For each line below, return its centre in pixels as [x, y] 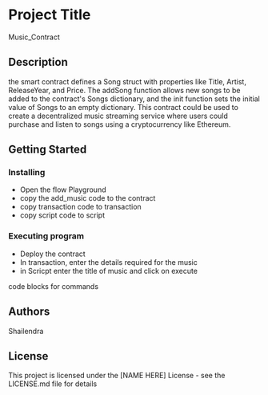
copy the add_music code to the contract [88, 198]
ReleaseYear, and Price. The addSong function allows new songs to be [124, 90]
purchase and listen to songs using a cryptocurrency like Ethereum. [120, 124]
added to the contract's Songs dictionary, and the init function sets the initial [134, 99]
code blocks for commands [53, 286]
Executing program [46, 236]
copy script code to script [62, 215]
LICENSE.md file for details [53, 384]
